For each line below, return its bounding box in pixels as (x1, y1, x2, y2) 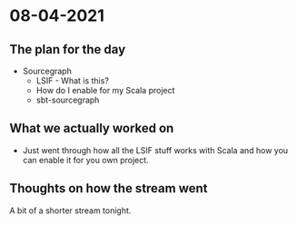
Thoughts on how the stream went (9, 181, 208, 196)
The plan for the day (9, 42, 126, 57)
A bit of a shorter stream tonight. (9, 205, 132, 216)
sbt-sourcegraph (35, 94, 100, 105)
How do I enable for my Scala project (35, 85, 175, 95)
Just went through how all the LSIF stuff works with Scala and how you (22, 144, 289, 155)
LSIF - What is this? (35, 75, 109, 86)
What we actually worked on (9, 121, 174, 136)
